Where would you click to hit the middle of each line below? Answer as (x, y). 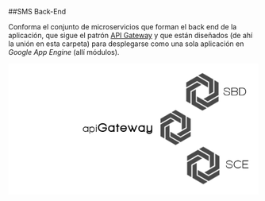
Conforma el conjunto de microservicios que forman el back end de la (123, 27)
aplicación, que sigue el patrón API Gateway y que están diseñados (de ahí (131, 35)
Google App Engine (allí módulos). (64, 52)
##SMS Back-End (37, 12)
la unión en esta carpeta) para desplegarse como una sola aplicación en (126, 44)
